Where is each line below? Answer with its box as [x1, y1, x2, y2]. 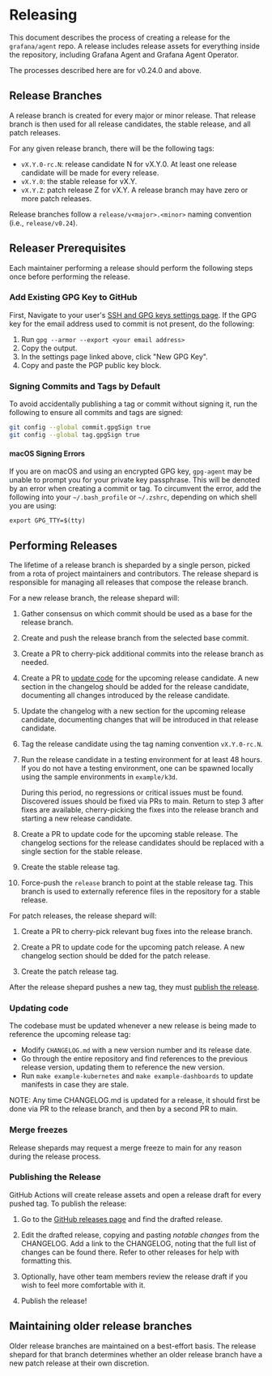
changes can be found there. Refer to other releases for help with [20, 1247, 240, 1257]
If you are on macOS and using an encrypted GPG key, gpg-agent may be [9, 466, 253, 476]
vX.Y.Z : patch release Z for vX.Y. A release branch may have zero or [20, 185, 249, 195]
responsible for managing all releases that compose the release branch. [9, 577, 249, 587]
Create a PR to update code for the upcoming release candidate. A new [20, 673, 259, 683]
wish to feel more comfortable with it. [20, 1280, 146, 1290]
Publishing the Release [9, 1172, 102, 1183]
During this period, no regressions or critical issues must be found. [20, 787, 244, 797]
